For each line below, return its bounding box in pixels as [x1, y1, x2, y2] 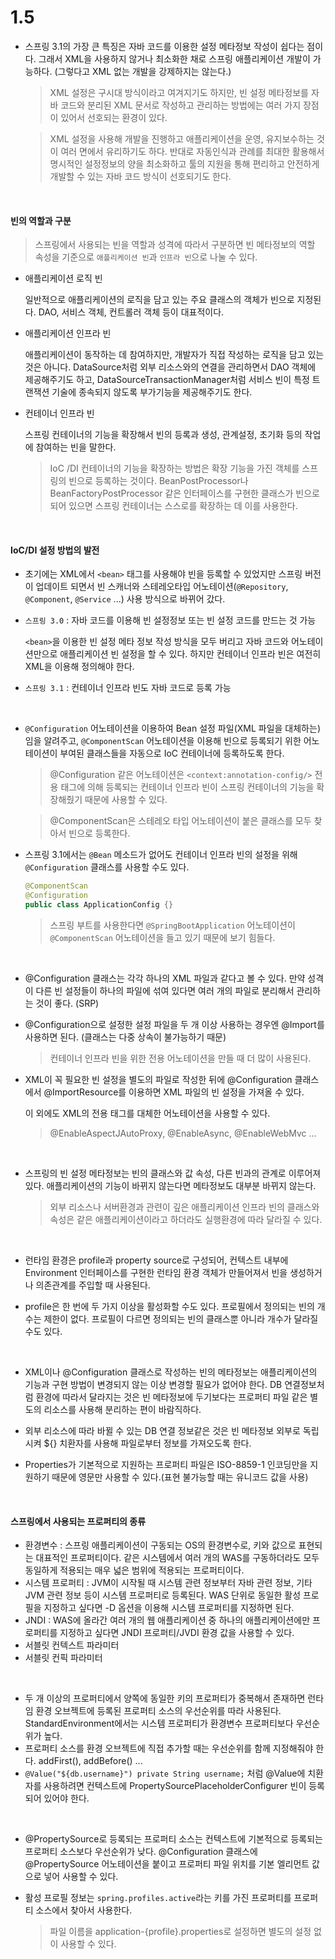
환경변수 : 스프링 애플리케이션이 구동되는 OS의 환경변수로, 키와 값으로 [24, 1539, 297, 1551]
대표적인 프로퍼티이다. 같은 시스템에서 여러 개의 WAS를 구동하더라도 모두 [35, 1552, 320, 1564]
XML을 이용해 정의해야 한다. [24, 661, 135, 673]
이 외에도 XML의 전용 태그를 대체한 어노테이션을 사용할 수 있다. [24, 1107, 271, 1119]
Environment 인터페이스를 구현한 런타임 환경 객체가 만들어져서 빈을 [24, 1266, 288, 1278]
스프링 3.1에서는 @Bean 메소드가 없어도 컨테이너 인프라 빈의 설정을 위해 [24, 849, 298, 861]
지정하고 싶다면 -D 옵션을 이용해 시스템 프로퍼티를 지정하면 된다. [43, 1602, 295, 1614]
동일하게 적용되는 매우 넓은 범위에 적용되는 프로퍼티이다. [24, 1564, 245, 1576]
